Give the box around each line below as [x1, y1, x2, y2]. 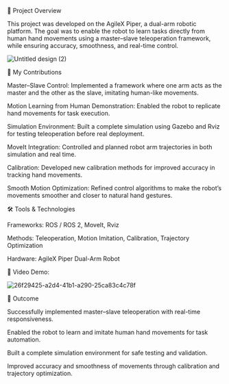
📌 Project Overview [7, 7, 62, 14]
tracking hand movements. [7, 171, 83, 179]
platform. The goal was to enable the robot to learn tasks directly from [7, 27, 206, 35]
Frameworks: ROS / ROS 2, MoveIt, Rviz [7, 221, 120, 229]
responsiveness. [7, 315, 53, 323]
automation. [7, 335, 41, 344]
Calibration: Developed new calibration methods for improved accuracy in [7, 164, 215, 171]
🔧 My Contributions [7, 68, 62, 76]
